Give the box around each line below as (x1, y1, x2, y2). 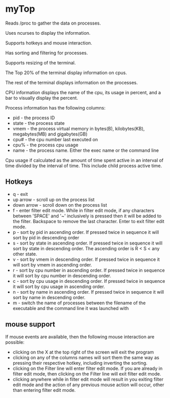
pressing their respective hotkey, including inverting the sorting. (12, 360, 147, 366)
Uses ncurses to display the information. (5, 30, 91, 36)
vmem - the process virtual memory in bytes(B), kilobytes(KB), (12, 125, 145, 131)
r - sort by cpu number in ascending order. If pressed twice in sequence (12, 267, 165, 273)
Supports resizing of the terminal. (5, 59, 76, 65)
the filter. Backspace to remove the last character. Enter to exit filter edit (12, 218, 165, 224)
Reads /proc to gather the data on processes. (5, 20, 101, 26)
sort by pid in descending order (12, 234, 79, 240)
